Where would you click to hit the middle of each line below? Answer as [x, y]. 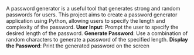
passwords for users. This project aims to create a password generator [92, 15]
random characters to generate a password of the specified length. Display [97, 39]
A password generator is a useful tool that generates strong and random [93, 8]
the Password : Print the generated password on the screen [78, 46]
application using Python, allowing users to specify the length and [86, 21]
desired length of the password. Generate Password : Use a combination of [97, 33]
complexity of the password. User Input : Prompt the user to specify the [92, 27]
